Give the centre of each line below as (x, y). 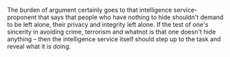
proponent (22, 17)
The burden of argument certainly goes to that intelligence (90, 10)
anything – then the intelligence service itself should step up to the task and (114, 39)
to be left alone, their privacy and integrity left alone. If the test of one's (108, 24)
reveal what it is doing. (39, 46)
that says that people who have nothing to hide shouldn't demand (131, 17)
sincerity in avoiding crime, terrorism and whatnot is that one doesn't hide (112, 32)
